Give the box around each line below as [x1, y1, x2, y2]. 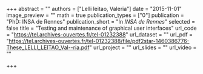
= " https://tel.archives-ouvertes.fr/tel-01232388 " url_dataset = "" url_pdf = [6, 31, 193, 38]
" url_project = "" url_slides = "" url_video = [89, 44, 197, 51]
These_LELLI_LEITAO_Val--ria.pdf [6, 44, 90, 51]
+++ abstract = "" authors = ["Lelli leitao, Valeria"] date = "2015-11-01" [6, 5, 182, 12]
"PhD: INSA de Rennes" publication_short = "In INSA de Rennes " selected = [6, 18, 196, 25]
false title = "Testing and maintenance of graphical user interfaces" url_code [6, 24, 197, 32]
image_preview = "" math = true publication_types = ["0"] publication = [6, 12, 184, 19]
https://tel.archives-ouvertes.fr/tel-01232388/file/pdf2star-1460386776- [8, 38, 190, 44]
